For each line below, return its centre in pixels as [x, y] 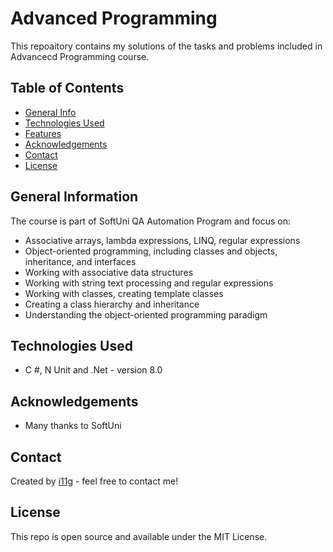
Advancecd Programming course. [80, 56]
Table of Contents [67, 88]
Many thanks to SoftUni [73, 426]
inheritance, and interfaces [80, 261]
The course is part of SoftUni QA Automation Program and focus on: [151, 221]
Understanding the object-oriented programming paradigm [146, 314]
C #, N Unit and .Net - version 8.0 [93, 370]
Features [43, 133]
